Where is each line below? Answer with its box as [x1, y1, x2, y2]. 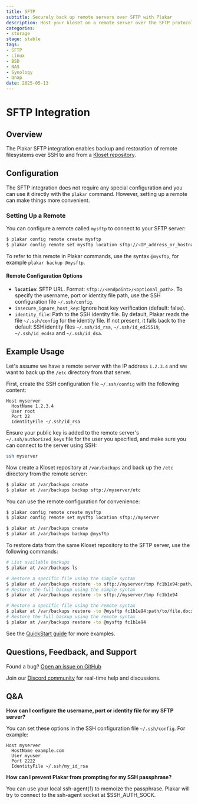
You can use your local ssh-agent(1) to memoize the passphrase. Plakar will [6, 785, 190, 792]
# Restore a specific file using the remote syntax [6, 603, 136, 609]
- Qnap [6, 75, 22, 81]
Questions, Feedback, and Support [6, 647, 137, 657]
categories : [6, 25, 35, 31]
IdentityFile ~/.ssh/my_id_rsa [11, 763, 88, 770]
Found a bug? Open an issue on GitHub [6, 663, 102, 670]
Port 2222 [11, 758, 35, 764]
